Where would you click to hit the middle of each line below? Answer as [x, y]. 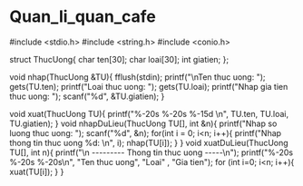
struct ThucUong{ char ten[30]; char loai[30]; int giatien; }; [119, 59]
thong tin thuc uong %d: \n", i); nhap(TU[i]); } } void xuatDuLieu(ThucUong [149, 142]
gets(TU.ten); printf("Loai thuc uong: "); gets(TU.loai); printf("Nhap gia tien [149, 86]
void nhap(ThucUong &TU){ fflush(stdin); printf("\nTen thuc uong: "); [137, 77]
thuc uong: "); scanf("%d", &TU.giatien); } [87, 96]
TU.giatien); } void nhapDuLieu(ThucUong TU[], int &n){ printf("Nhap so [143, 123]
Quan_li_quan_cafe [83, 17]
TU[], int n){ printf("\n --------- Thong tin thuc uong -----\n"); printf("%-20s [151, 152]
